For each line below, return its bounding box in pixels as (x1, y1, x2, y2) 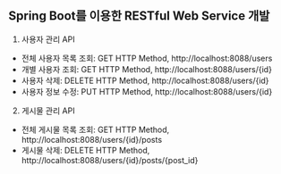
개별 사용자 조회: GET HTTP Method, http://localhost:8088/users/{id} (21, 63, 272, 74)
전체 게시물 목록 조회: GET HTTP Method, (21, 124, 170, 135)
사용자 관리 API (21, 34, 75, 45)
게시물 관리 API (21, 105, 75, 116)
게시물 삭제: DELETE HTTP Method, (21, 145, 150, 155)
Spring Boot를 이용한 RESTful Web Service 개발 (8, 8, 270, 24)
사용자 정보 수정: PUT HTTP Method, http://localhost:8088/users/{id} (21, 86, 273, 96)
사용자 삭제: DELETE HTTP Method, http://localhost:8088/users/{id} (21, 75, 269, 86)
